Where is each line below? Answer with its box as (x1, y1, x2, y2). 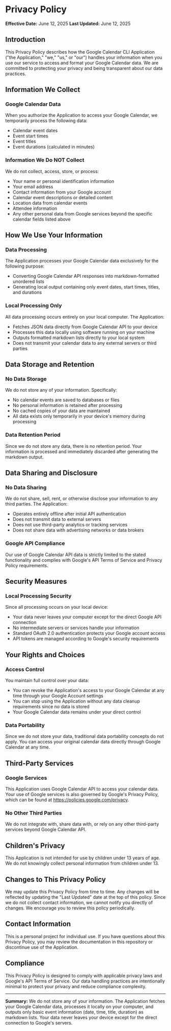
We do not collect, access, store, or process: (5, 168, 99, 174)
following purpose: (5, 263, 45, 269)
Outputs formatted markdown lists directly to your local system (12, 334, 145, 341)
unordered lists (12, 278, 45, 284)
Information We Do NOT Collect (5, 157, 84, 164)
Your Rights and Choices (5, 650, 85, 659)
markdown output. (5, 453, 44, 460)
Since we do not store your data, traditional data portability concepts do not (5, 733, 164, 739)
